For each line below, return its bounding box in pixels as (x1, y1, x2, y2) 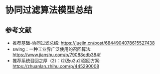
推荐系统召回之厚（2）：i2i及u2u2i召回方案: (12, 58, 101, 64)
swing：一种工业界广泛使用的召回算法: (12, 46, 92, 52)
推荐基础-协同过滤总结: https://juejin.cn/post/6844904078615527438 (12, 40, 155, 46)
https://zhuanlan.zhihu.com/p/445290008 (12, 63, 100, 69)
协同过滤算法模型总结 (5, 4, 93, 16)
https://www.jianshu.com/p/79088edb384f (12, 52, 101, 58)
